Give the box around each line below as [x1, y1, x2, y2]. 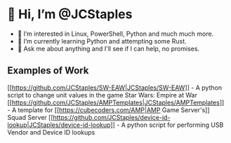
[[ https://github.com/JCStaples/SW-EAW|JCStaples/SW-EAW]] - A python [7, 83, 223, 92]
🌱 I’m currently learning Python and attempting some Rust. [17, 36, 187, 45]
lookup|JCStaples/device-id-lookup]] [7, 121, 116, 129]
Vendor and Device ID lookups [7, 128, 95, 136]
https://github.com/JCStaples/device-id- [53, 113, 171, 121]
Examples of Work [7, 64, 89, 76]
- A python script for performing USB [117, 121, 224, 129]
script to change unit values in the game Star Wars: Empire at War [7, 90, 198, 99]
